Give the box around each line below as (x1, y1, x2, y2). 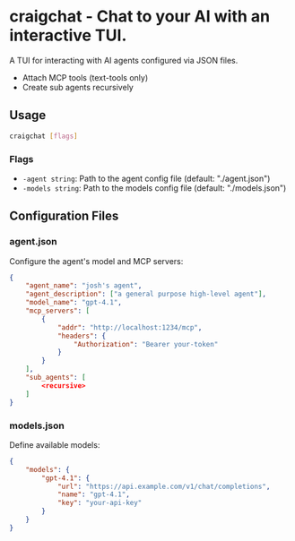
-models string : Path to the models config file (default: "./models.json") (22, 182, 287, 193)
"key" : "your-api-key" (56, 499, 143, 508)
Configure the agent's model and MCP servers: (9, 255, 184, 266)
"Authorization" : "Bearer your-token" (73, 339, 219, 348)
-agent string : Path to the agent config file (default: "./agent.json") (22, 173, 271, 184)
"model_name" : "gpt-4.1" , (25, 298, 123, 307)
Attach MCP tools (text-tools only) (22, 72, 149, 82)
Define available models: (9, 439, 100, 450)
